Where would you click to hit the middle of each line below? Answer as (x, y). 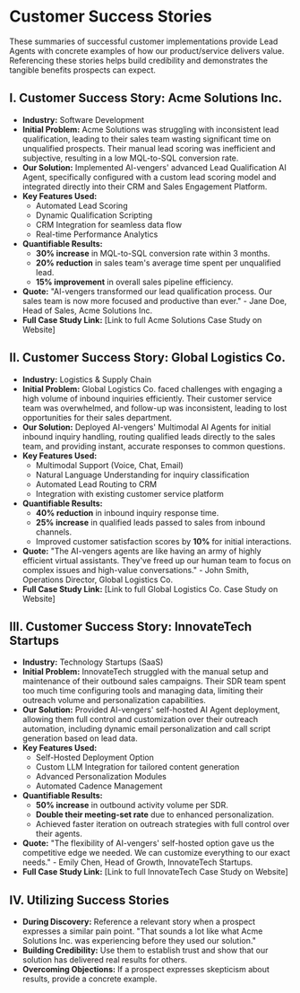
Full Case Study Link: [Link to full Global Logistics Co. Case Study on (150, 588)
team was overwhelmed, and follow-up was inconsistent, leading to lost (154, 408)
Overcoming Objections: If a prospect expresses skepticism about (146, 970)
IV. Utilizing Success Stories (90, 900)
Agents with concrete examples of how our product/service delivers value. (147, 50)
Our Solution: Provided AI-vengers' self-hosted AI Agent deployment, (151, 710)
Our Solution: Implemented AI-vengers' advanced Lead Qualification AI (154, 167)
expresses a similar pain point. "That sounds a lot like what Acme (142, 931)
